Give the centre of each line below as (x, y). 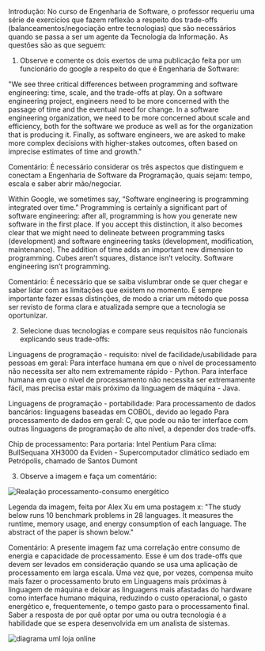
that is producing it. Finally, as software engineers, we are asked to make (127, 135)
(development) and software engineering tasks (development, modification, (131, 241)
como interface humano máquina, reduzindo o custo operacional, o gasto (128, 598)
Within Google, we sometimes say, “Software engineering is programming (129, 199)
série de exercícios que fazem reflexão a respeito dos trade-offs (113, 20)
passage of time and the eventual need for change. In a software (114, 109)
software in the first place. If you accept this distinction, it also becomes (125, 224)
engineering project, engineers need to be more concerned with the (119, 101)
